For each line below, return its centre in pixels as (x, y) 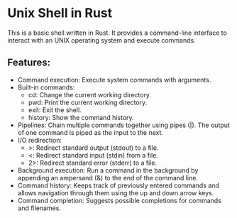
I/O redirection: (40, 140)
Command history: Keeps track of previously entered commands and (118, 185)
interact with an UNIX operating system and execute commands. (102, 40)
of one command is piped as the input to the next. (90, 132)
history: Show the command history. (81, 117)
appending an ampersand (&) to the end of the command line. (108, 178)
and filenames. (39, 208)
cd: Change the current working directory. (89, 94)
